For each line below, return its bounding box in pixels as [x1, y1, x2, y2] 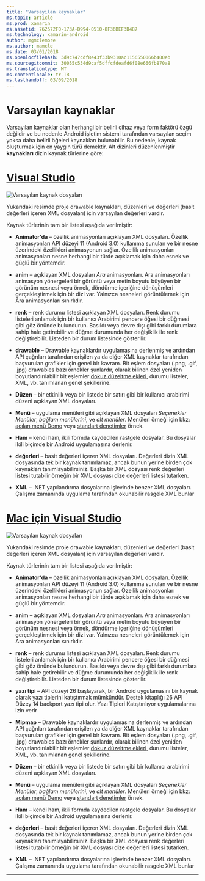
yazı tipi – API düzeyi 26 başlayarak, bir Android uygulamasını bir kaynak [15, 687, 198, 694]
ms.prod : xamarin [6, 20, 51, 26]
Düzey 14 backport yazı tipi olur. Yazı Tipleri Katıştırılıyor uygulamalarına [15, 700, 196, 707]
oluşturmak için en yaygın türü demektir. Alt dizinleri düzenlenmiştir [6, 143, 176, 150]
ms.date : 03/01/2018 [6, 49, 59, 55]
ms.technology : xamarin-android [6, 32, 88, 38]
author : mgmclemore [6, 37, 56, 43]
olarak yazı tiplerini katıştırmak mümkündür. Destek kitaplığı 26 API [15, 693, 183, 701]
